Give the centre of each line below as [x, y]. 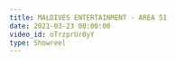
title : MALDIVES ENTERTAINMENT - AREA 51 [88, 17]
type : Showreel [38, 43]
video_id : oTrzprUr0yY [52, 34]
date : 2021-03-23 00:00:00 [60, 26]
